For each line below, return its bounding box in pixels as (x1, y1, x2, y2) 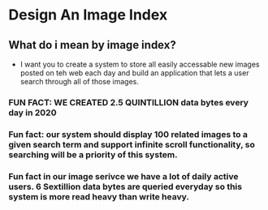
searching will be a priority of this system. (8, 148, 178, 160)
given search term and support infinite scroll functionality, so (8, 139, 256, 150)
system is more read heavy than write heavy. (8, 191, 189, 202)
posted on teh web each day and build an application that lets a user (19, 68, 249, 78)
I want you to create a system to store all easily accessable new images (19, 59, 260, 69)
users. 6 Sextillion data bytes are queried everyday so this (8, 181, 242, 192)
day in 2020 (8, 107, 57, 118)
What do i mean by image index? (8, 38, 176, 52)
